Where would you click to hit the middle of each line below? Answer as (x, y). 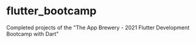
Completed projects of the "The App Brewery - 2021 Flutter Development (98, 27)
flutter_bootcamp (51, 11)
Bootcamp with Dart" (33, 33)
